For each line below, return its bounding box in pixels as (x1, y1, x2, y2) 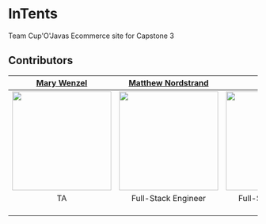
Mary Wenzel (36, 77, 88, 88)
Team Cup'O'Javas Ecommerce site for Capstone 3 (8, 31, 174, 40)
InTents (8, 5, 58, 23)
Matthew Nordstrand (128, 77, 209, 88)
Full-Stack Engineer (131, 192, 207, 203)
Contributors (8, 54, 74, 67)
